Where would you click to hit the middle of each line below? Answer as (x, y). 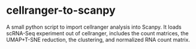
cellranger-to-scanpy (61, 10)
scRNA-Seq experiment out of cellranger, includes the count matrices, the (97, 33)
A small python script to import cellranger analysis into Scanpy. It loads (94, 27)
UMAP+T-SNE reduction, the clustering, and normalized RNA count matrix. (98, 39)
